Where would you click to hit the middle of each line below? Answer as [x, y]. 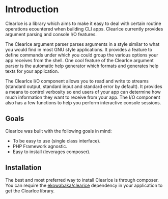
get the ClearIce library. [30, 191]
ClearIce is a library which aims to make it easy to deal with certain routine [83, 23]
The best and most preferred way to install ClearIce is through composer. [82, 180]
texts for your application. [32, 71]
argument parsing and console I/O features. [51, 34]
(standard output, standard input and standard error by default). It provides [84, 86]
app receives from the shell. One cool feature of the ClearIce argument [79, 60]
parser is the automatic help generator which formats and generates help [82, 66]
